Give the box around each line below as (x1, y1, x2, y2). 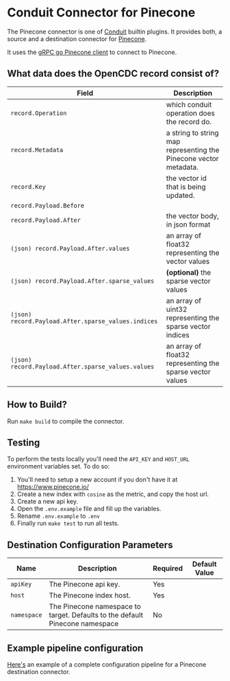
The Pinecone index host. (49, 591, 131, 600)
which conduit (166, 99, 212, 109)
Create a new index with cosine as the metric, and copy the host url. (16, 490, 209, 498)
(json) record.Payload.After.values (10, 245, 130, 252)
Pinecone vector (166, 153, 219, 163)
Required (153, 564, 183, 573)
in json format (166, 219, 211, 229)
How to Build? (7, 399, 67, 410)
